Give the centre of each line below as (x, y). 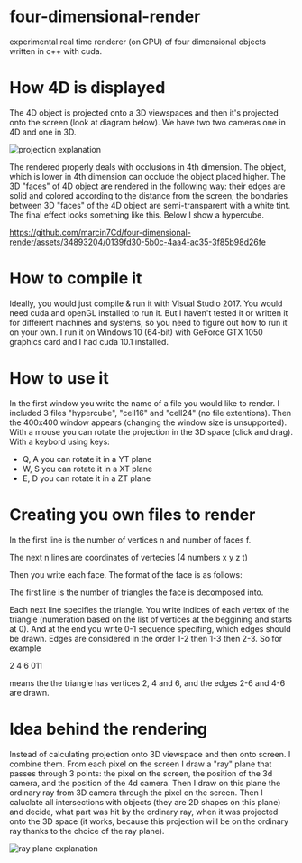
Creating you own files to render (133, 514)
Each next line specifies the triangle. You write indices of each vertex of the (150, 609)
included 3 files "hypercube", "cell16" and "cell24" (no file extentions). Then (151, 413)
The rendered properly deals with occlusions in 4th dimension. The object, (148, 167)
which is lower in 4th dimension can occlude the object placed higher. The (147, 176)
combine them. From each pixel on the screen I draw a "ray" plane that (141, 764)
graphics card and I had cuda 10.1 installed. (89, 341)
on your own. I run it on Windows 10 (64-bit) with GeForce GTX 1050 (136, 332)
